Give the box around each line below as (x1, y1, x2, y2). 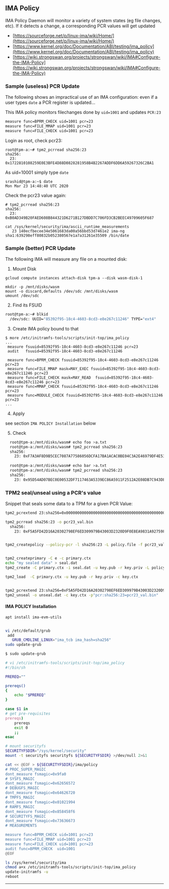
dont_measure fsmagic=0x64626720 (5, 790, 75, 796)
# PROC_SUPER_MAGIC (5, 766, 46, 772)
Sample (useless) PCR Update (5, 83, 80, 90)
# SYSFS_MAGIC (5, 776, 35, 781)
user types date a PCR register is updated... (5, 99, 96, 105)
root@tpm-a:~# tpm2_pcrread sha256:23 (5, 147, 87, 152)
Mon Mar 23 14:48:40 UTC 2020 (5, 184, 69, 189)
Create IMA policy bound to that (12, 325, 79, 332)
